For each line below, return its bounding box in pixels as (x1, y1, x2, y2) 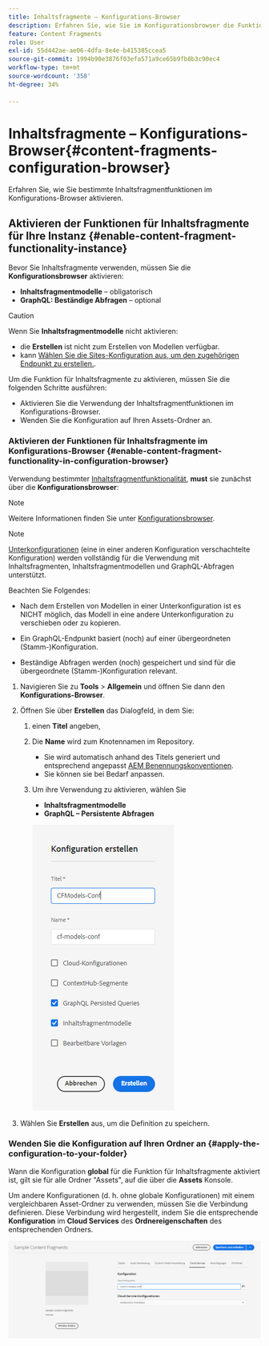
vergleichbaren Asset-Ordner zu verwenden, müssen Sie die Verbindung (8, 1199, 248, 1208)
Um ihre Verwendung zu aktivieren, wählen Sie (31, 785, 187, 794)
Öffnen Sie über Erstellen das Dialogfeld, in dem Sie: (19, 705, 195, 715)
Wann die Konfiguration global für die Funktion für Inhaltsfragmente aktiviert (8, 1166, 260, 1176)
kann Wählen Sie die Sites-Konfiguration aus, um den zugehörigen (19, 351, 239, 360)
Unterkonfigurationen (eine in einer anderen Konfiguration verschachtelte (8, 544, 251, 554)
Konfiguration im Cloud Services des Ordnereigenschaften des (8, 1215, 223, 1225)
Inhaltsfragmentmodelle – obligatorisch (19, 287, 153, 296)
